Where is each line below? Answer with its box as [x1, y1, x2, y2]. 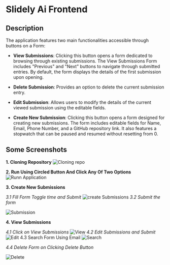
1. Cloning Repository [6, 159, 52, 165]
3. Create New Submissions [6, 184, 65, 190]
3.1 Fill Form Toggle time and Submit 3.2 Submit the [6, 194, 160, 200]
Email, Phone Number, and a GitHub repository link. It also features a [13, 126, 157, 131]
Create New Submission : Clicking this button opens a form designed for [13, 114, 165, 121]
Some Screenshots [6, 145, 67, 154]
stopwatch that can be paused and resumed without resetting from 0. [13, 131, 159, 137]
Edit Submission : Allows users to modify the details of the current [13, 99, 152, 105]
